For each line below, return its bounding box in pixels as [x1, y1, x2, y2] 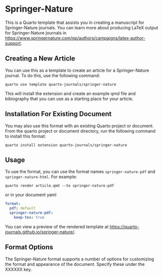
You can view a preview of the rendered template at [5, 223, 109, 230]
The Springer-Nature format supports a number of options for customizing [5, 256, 154, 262]
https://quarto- [109, 223, 140, 230]
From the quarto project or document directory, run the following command [5, 128, 156, 134]
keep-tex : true [14, 215, 45, 220]
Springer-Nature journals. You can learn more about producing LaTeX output [5, 24, 159, 30]
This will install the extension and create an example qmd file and [5, 90, 136, 96]
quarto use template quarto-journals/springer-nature [5, 82, 117, 87]
